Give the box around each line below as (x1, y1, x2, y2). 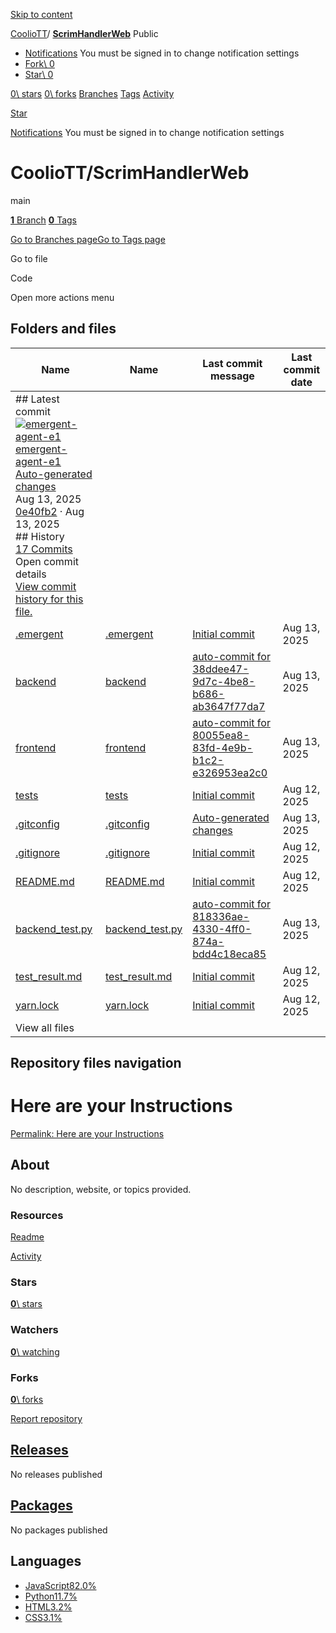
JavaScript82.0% (24, 1579, 97, 1591)
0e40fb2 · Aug (15, 504, 85, 518)
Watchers (10, 1323, 59, 1337)
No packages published (10, 1524, 108, 1536)
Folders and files (10, 320, 117, 338)
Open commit (15, 554, 79, 568)
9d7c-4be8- (192, 674, 256, 688)
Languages (10, 1553, 82, 1570)
